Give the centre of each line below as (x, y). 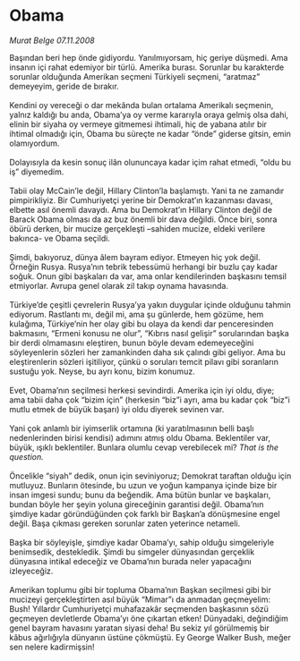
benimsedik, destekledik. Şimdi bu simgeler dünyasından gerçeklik (132, 552)
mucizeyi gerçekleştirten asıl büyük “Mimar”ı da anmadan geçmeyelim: (140, 599)
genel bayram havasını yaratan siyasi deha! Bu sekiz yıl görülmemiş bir (140, 628)
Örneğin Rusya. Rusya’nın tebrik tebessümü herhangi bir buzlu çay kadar (144, 267)
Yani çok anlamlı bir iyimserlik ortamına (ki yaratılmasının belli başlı (132, 428)
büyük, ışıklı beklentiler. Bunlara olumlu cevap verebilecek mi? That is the (144, 447)
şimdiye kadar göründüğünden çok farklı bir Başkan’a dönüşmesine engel (145, 513)
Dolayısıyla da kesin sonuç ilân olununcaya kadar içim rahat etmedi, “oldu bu (150, 162)
